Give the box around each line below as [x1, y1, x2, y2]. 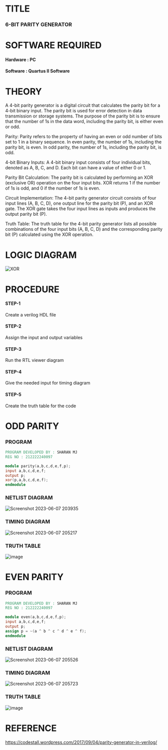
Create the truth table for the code [5, 403, 76, 409]
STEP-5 [5, 391, 22, 397]
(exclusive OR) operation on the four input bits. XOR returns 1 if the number [5, 180, 160, 186]
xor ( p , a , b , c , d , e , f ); [5, 477, 49, 483]
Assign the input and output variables [5, 334, 83, 340]
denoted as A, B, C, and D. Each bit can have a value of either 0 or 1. [5, 165, 147, 171]
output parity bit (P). [5, 211, 47, 217]
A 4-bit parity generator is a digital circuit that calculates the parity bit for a [5, 102, 160, 108]
